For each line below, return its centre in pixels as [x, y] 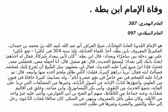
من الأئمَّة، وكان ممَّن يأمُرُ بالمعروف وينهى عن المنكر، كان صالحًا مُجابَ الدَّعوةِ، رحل [86, 99]
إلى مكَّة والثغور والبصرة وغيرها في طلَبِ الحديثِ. [117, 104]
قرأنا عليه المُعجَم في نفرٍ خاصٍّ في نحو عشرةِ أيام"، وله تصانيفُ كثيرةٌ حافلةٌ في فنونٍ [85, 77]
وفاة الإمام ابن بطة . [126, 9]
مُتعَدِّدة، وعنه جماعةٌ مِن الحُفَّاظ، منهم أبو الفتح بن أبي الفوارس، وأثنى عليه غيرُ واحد [86, 93]
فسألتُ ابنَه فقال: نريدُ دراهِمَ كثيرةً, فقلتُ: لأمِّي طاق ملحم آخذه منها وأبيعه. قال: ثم [86, 72]
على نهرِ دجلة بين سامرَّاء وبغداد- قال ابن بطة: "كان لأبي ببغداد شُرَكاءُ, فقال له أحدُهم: [84, 56]
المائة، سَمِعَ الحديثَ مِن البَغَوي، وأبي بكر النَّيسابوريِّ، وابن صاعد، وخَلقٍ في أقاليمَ [89, 88]
